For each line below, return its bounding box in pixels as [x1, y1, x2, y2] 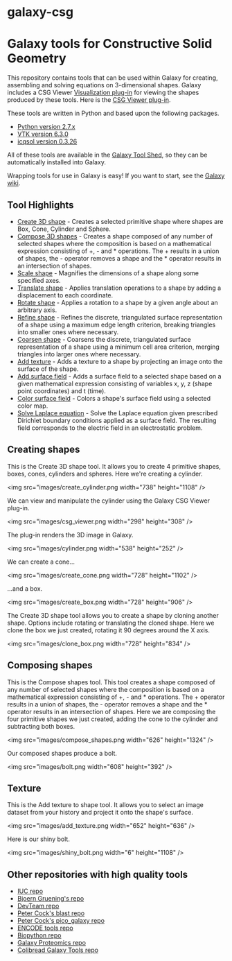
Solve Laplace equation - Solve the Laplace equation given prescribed [17, 408, 218, 417]
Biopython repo [17, 931, 62, 940]
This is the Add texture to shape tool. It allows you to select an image [7, 801, 204, 809]
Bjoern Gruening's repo [17, 894, 84, 903]
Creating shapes [7, 444, 80, 456]
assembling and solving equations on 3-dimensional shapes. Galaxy [7, 81, 202, 89]
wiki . [7, 179, 21, 187]
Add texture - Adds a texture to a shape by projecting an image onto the [17, 357, 223, 365]
